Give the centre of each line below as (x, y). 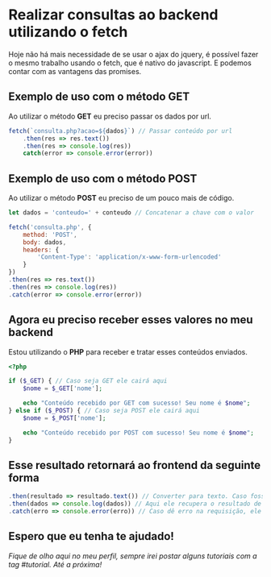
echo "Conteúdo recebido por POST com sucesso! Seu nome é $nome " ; (138, 433)
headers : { (41, 250)
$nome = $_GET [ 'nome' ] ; (63, 388)
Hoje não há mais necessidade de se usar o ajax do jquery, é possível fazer (133, 54)
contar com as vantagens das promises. (75, 71)
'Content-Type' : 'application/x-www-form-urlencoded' (129, 257)
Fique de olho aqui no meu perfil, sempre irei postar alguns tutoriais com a (133, 556)
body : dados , (45, 242)
